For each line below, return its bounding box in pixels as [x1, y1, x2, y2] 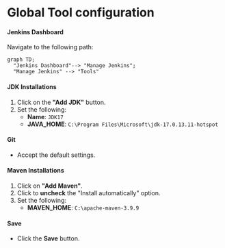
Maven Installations [7, 166, 65, 175]
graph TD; [7, 56, 36, 63]
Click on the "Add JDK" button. [16, 98, 106, 106]
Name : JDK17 [27, 112, 64, 121]
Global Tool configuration [7, 5, 155, 21]
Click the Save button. [16, 234, 80, 243]
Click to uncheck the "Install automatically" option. [16, 189, 161, 197]
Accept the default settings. [16, 151, 96, 159]
